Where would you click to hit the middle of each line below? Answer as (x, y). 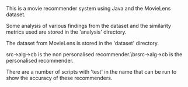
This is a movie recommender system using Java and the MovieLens (88, 8)
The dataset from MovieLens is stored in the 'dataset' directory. (83, 43)
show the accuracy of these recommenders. (59, 78)
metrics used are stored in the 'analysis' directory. (66, 32)
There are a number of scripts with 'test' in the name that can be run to (91, 72)
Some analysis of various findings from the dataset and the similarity (88, 26)
